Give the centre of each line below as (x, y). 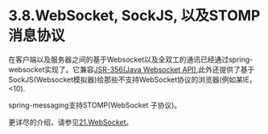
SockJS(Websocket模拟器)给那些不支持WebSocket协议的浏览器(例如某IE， (132, 79)
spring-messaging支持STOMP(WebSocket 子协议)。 (95, 105)
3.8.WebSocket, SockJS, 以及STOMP (134, 16)
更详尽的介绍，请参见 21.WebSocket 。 (71, 122)
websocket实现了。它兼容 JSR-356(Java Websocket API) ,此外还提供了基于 (132, 69)
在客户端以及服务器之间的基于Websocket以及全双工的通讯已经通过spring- (131, 59)
